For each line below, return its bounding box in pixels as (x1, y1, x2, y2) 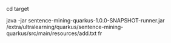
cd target (6, 5, 29, 12)
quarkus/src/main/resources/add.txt (6, 30, 97, 37)
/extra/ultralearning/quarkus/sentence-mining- (6, 24, 124, 30)
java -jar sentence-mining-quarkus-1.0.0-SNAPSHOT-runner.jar (6, 17, 165, 24)
